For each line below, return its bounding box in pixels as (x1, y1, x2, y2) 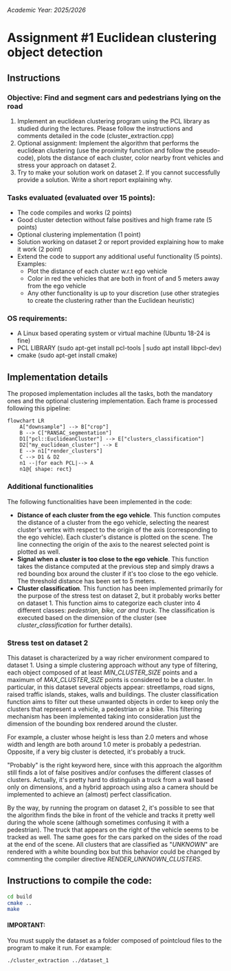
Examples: (16, 260, 47, 268)
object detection (7, 45, 103, 61)
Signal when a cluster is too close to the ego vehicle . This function (16, 554, 209, 563)
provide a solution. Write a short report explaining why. (16, 175, 173, 183)
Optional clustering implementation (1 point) (16, 230, 141, 239)
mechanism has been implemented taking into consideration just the (7, 712, 201, 720)
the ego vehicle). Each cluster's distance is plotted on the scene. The (16, 532, 213, 541)
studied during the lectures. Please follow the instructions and (16, 124, 193, 132)
